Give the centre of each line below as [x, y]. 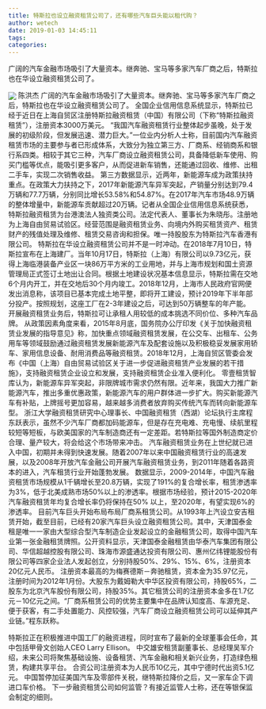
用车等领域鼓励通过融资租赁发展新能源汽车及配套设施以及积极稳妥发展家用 [129, 343]
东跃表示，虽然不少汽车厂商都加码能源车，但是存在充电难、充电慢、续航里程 [133, 423]
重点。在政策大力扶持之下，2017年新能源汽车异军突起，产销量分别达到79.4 [131, 185]
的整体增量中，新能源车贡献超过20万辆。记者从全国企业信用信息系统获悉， [131, 205]
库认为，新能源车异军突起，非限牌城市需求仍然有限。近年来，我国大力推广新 [133, 383]
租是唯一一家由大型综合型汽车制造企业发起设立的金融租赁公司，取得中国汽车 [133, 531]
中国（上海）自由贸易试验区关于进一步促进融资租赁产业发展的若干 [129, 363]
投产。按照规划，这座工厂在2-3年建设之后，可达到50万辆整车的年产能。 [133, 304]
